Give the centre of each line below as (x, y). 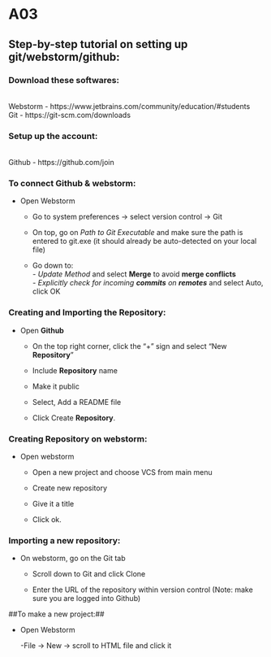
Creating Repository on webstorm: (78, 438)
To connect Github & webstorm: (72, 184)
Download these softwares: (64, 80)
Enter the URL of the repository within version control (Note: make (142, 590)
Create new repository (70, 488)
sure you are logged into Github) (86, 598)
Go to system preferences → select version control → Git (127, 217)
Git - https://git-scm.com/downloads (70, 115)
